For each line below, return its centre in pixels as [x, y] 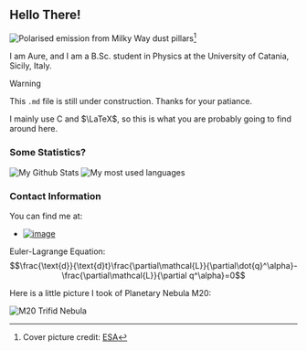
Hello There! [45, 15]
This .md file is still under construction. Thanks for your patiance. [131, 101]
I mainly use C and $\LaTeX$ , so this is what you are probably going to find [151, 119]
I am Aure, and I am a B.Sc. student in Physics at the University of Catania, [149, 56]
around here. [34, 129]
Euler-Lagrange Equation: [58, 251]
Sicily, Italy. [31, 66]
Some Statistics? [48, 153]
